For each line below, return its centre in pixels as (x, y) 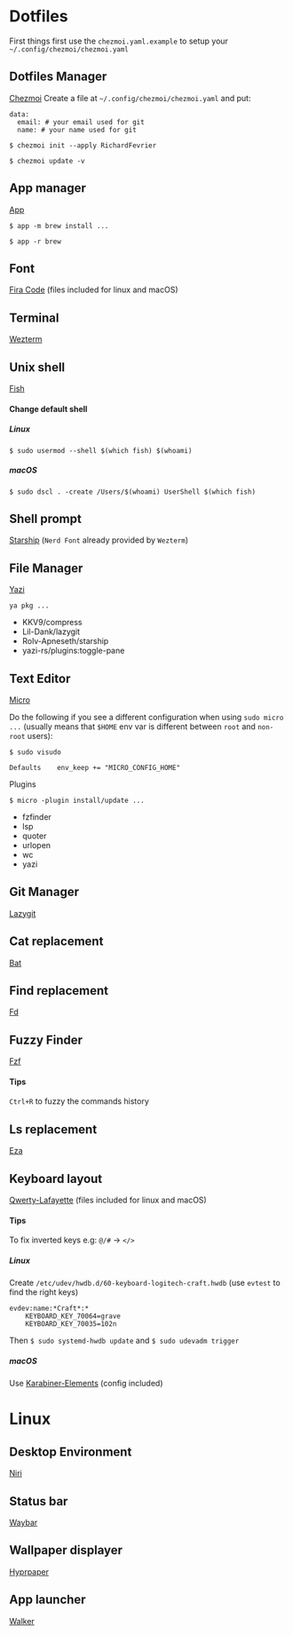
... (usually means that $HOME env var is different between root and (132, 726)
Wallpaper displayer (66, 1550)
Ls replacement (53, 1129)
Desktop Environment (71, 1452)
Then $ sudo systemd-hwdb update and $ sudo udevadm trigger (124, 1341)
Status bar (39, 1501)
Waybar (24, 1522)
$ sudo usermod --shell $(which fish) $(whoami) (101, 450)
